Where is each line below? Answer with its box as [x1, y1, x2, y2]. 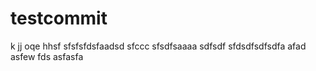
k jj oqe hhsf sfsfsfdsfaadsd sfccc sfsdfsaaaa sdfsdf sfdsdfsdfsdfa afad [10, 40, 307, 52]
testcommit [10, 7, 108, 30]
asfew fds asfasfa [10, 50, 84, 62]
